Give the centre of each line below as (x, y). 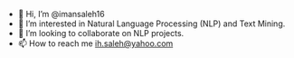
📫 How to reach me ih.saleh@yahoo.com (95, 43)
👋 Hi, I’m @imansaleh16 (62, 14)
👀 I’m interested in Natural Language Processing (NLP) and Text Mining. (152, 24)
